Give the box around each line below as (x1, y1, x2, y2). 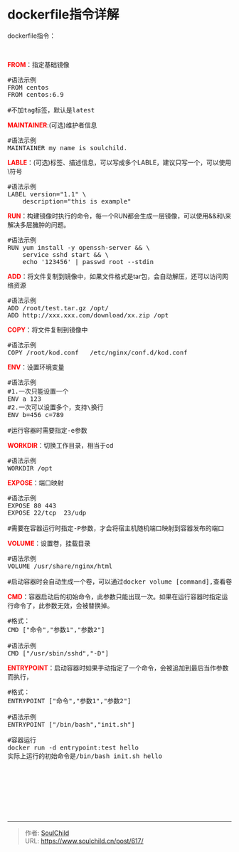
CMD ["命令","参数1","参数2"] (7, 626, 105, 633)
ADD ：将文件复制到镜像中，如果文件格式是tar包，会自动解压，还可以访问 (7, 272, 223, 280)
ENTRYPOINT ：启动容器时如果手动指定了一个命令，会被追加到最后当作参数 (7, 663, 229, 672)
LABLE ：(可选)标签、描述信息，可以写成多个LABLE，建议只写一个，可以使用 (7, 158, 232, 167)
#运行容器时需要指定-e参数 (7, 426, 87, 434)
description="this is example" (22, 197, 132, 205)
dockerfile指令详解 (7, 6, 119, 23)
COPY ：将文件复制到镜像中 (7, 325, 88, 334)
